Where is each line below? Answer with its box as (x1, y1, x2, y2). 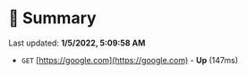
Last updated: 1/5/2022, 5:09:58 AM (8, 37, 146, 48)
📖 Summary (8, 8, 97, 29)
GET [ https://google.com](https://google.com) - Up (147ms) (21, 54, 239, 65)
